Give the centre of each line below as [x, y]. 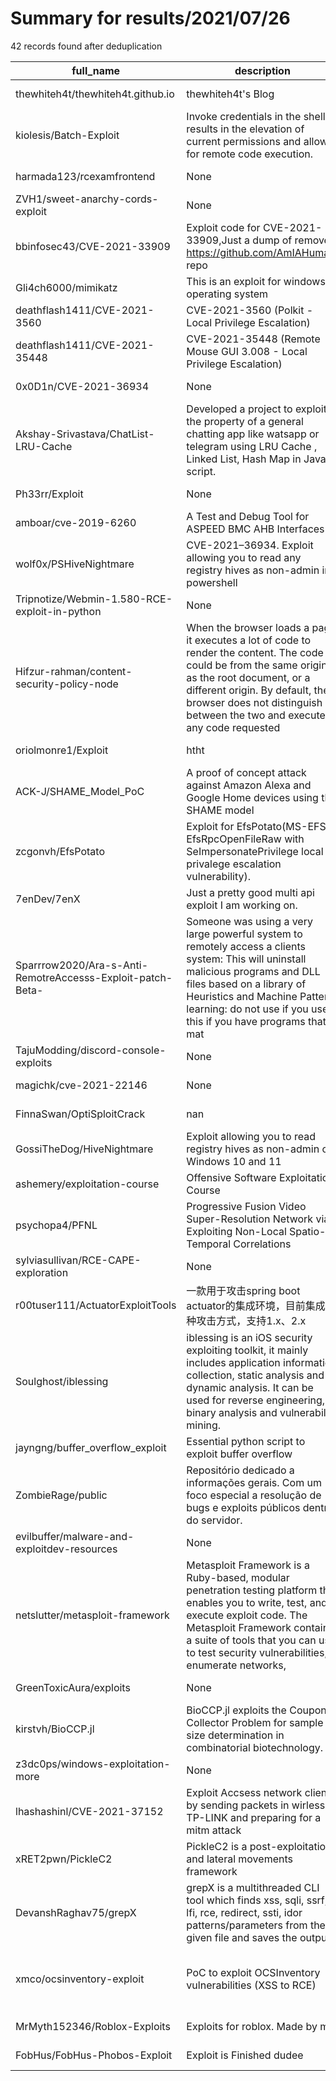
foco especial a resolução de [254, 1495]
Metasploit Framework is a [248, 1565]
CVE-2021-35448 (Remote [253, 339]
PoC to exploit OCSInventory [253, 1972]
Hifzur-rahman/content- [74, 671]
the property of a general [245, 421]
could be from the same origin [257, 665]
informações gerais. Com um [254, 1482]
